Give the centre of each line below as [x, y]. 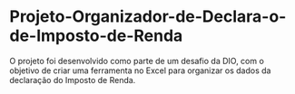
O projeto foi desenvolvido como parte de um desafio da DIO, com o [137, 61]
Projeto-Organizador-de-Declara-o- [148, 17]
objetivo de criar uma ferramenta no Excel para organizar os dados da [140, 70]
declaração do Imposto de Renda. [73, 80]
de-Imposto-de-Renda [96, 36]
